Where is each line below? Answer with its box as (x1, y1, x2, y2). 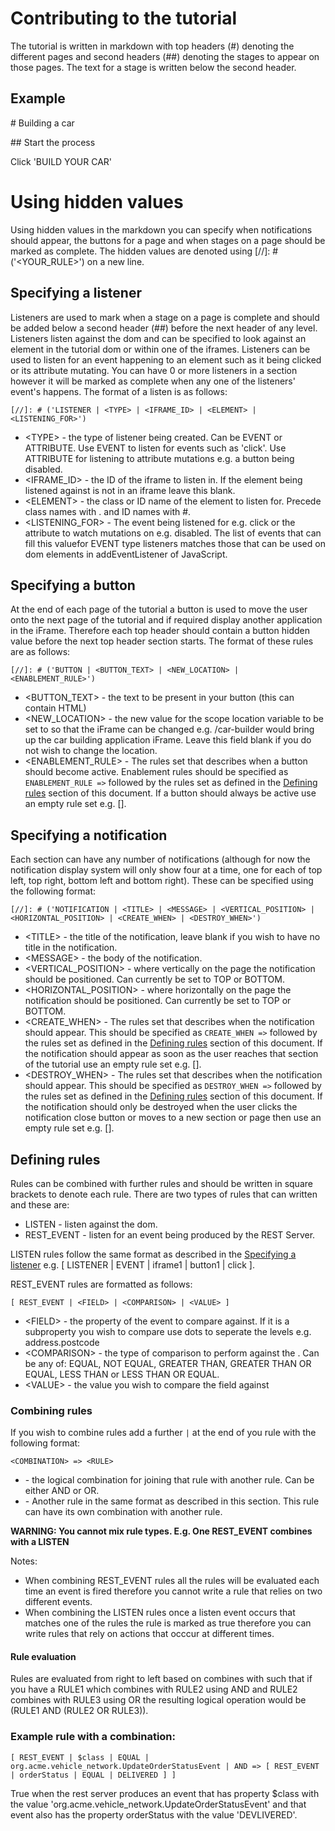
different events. (24, 1596, 93, 1608)
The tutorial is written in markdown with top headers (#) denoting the (10, 40, 295, 52)
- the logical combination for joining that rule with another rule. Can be (24, 1474, 315, 1486)
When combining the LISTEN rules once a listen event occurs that (24, 1607, 296, 1619)
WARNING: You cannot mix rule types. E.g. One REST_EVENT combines (10, 1525, 313, 1537)
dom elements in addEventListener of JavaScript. (24, 548, 228, 560)
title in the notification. (24, 942, 118, 954)
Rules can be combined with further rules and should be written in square (10, 1177, 313, 1189)
